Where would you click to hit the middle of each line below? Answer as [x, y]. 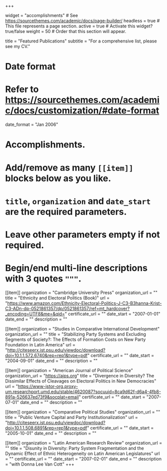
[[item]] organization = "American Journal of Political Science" [69, 370]
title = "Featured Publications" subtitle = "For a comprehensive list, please [81, 41]
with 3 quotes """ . [43, 279]
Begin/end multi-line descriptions [77, 268]
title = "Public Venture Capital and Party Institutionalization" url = [72, 417]
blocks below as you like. [58, 178]
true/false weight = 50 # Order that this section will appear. [66, 31]
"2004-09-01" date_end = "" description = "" [52, 360]
